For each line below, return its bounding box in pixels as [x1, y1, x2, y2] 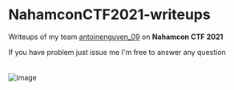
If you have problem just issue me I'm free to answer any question [8, 47, 226, 57]
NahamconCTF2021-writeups [8, 6, 211, 24]
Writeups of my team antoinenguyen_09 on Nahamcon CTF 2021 [8, 32, 224, 41]
